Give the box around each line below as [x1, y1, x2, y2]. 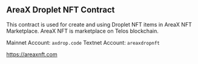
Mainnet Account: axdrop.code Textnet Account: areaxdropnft [6, 39, 160, 46]
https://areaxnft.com [6, 51, 58, 58]
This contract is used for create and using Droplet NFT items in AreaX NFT [6, 21, 192, 28]
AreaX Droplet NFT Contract [6, 5, 115, 15]
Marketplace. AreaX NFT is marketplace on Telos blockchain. [6, 27, 159, 34]
